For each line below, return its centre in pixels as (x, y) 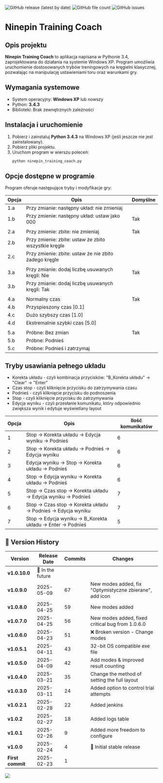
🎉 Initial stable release (115, 747)
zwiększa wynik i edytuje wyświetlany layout (57, 409)
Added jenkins (107, 705)
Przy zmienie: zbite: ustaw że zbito (65, 240)
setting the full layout (114, 680)
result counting (108, 666)
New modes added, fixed (119, 618)
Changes (123, 558)
